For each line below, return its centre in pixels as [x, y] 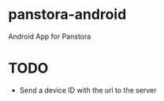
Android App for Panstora [50, 36]
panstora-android [67, 15]
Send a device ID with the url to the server [88, 90]
